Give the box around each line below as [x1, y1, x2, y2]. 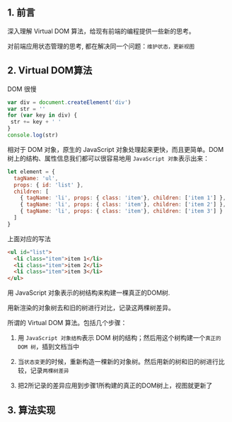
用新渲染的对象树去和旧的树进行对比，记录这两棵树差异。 [7, 303, 175, 312]
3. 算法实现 [7, 404, 56, 416]
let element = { [7, 168, 55, 175]
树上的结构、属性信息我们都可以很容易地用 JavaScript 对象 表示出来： [7, 154, 210, 163]
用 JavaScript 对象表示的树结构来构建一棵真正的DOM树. [7, 288, 170, 297]
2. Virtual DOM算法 [7, 64, 93, 76]
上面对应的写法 [7, 234, 51, 242]
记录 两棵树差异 [30, 366, 69, 375]
